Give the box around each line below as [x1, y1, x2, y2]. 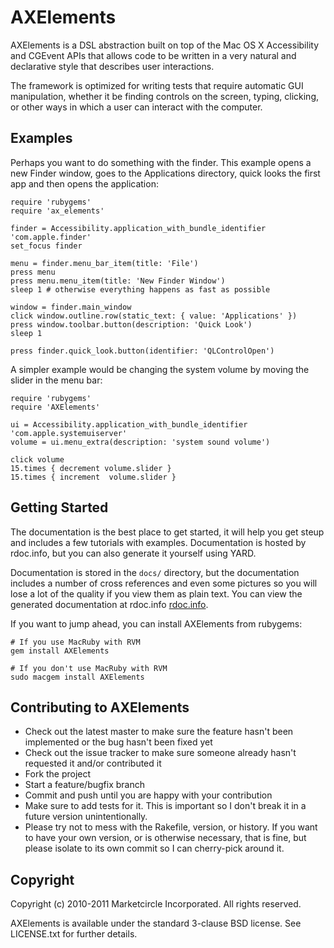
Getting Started [10, 499, 109, 516]
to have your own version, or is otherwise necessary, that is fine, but [24, 832, 307, 844]
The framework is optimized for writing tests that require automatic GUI [10, 79, 304, 91]
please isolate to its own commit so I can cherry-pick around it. [24, 842, 285, 855]
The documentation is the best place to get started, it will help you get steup [10, 526, 325, 538]
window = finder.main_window [10, 302, 132, 312]
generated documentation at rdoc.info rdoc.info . [10, 598, 209, 610]
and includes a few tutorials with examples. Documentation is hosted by [10, 536, 307, 548]
